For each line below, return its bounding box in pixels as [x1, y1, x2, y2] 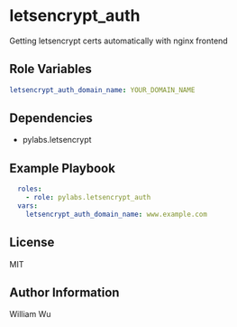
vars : [17, 201, 39, 210]
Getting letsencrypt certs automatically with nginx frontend [9, 35, 228, 46]
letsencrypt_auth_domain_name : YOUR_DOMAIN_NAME [9, 85, 196, 95]
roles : [17, 184, 42, 194]
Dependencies [9, 110, 93, 126]
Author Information [9, 285, 120, 300]
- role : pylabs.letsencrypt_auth [25, 193, 151, 202]
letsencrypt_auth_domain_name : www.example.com [25, 210, 207, 219]
